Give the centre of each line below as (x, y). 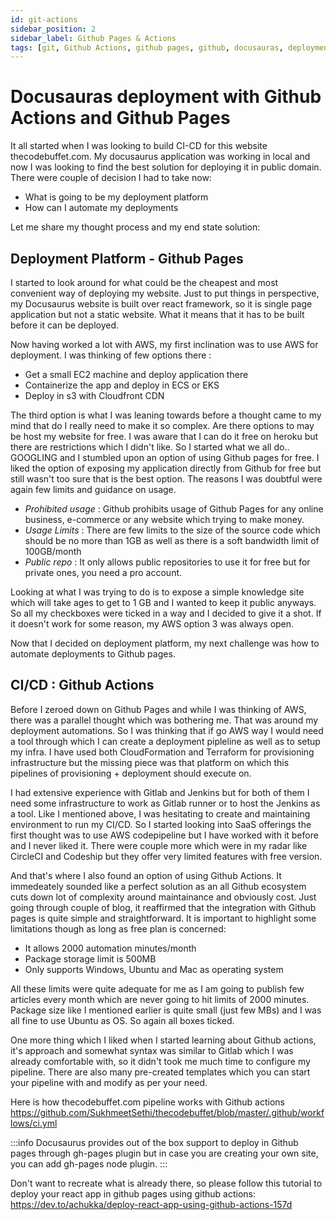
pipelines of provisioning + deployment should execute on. (131, 773)
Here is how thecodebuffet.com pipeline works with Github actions (147, 1102)
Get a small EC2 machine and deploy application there (136, 374)
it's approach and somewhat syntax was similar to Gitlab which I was (152, 1050)
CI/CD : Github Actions (82, 685)
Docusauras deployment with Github (166, 97)
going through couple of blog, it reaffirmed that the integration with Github (163, 907)
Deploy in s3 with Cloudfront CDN (94, 395)
